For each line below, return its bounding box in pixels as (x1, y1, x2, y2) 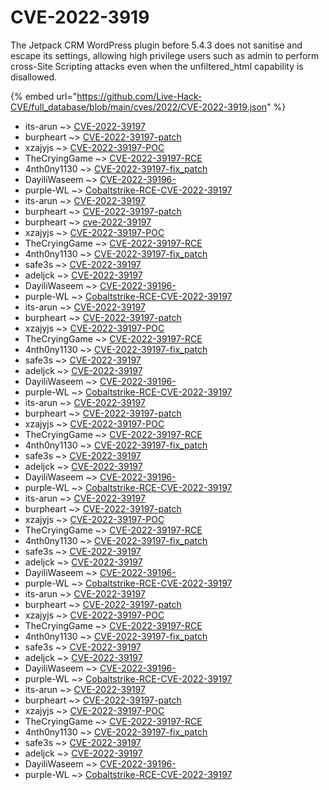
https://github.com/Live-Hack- (76, 90, 203, 102)
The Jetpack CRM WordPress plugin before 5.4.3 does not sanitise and (10, 39, 303, 51)
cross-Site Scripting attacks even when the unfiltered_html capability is (10, 60, 304, 72)
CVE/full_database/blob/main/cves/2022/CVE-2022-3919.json (10, 101, 268, 113)
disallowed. (10, 71, 58, 83)
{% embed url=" (10, 90, 78, 102)
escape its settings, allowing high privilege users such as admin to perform (10, 49, 320, 61)
